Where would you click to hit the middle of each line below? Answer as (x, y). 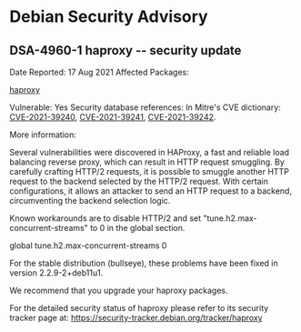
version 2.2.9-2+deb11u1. (56, 273)
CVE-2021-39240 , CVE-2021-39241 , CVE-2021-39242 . (113, 117)
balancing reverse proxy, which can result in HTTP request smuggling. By (147, 162)
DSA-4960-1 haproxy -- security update (125, 50)
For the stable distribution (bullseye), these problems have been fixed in (144, 263)
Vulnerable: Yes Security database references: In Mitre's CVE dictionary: (145, 107)
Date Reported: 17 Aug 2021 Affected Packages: (99, 72)
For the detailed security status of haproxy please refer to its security (139, 308)
